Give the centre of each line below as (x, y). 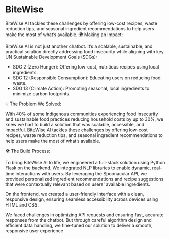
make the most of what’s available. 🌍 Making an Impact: (64, 35)
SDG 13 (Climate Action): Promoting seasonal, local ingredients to (81, 88)
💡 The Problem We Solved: (33, 104)
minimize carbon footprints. (41, 94)
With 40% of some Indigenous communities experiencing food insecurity (82, 114)
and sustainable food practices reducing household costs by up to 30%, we (84, 119)
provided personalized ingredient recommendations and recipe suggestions (84, 179)
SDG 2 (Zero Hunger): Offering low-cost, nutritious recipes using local (86, 66)
